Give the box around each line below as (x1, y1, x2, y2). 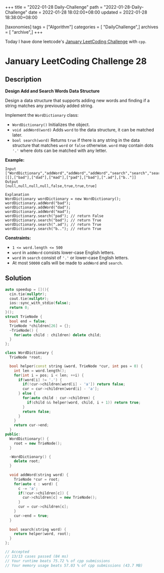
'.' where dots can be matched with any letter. (12, 148, 107, 153)
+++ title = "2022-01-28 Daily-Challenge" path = (5, 4, 103, 10)
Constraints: (5, 235, 31, 241)
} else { (18, 391, 36, 396)
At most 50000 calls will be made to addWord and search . (12, 260, 123, 266)
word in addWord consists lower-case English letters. (12, 250, 115, 255)
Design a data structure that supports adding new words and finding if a (5, 98, 150, 103)
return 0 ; (9, 305, 29, 310)
